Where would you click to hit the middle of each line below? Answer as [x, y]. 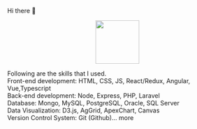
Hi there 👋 [22, 11]
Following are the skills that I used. [57, 74]
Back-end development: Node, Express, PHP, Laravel [84, 96]
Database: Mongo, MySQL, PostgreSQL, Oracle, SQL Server [94, 103]
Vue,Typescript [29, 88]
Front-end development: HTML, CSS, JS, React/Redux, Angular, [99, 81]
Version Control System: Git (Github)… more [71, 118]
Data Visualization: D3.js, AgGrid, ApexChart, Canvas [83, 110]
